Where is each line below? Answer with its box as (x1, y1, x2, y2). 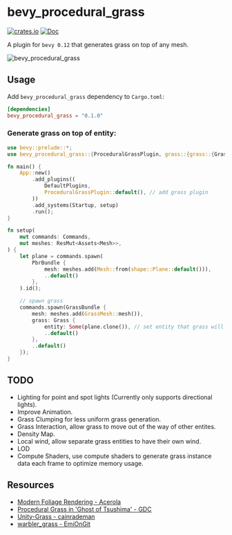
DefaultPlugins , (43, 183, 91, 190)
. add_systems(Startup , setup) (32, 201, 119, 208)
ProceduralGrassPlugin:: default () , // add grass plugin (43, 189, 209, 196)
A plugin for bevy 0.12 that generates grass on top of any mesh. (7, 40, 189, 48)
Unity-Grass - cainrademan (17, 512, 95, 520)
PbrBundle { (32, 259, 67, 266)
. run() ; (32, 208, 54, 215)
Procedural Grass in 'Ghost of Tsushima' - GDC (17, 505, 152, 513)
